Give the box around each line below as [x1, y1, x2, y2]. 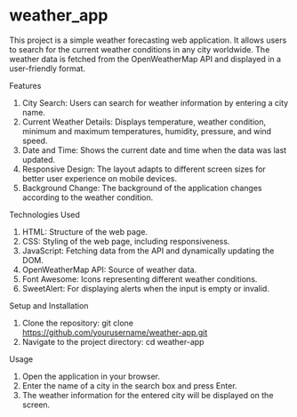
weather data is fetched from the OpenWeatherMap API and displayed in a [9, 53, 282, 64]
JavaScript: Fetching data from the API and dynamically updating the [21, 245, 275, 256]
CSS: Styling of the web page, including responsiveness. [21, 236, 230, 246]
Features [9, 80, 42, 91]
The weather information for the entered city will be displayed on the [21, 389, 274, 400]
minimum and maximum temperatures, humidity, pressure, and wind [21, 125, 272, 136]
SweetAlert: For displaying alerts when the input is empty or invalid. [21, 283, 269, 293]
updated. [21, 154, 56, 164]
